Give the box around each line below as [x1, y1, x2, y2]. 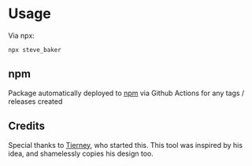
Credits [8, 120, 46, 133]
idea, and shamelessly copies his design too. [8, 149, 154, 158]
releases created [8, 96, 63, 106]
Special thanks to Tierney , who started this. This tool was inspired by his [8, 140, 243, 149]
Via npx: [8, 31, 35, 40]
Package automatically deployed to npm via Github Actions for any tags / [8, 88, 245, 98]
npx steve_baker [8, 46, 61, 53]
